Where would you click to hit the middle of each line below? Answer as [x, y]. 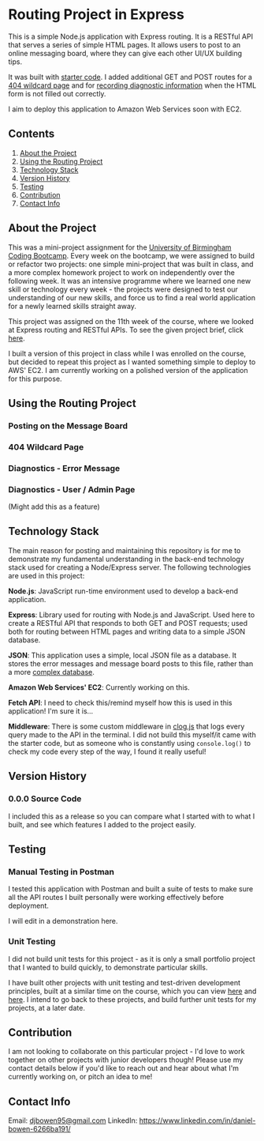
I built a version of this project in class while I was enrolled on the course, [127, 353]
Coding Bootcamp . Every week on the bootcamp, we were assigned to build [131, 255]
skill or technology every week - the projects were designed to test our [123, 289]
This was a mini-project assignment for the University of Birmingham [120, 247]
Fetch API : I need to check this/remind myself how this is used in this [120, 702]
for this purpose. [35, 378]
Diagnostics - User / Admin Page [72, 489]
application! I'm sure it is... [51, 711]
